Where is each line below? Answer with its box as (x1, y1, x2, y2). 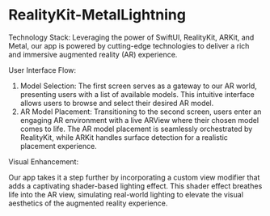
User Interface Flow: (8, 65, 77, 74)
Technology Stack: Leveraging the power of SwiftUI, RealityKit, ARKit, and (8, 32, 255, 42)
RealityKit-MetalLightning (8, 6, 186, 24)
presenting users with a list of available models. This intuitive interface (19, 89, 255, 99)
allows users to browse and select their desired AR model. (19, 98, 214, 108)
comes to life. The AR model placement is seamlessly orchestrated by (19, 124, 253, 133)
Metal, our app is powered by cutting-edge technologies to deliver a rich (8, 40, 250, 50)
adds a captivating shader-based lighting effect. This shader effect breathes (8, 180, 263, 191)
